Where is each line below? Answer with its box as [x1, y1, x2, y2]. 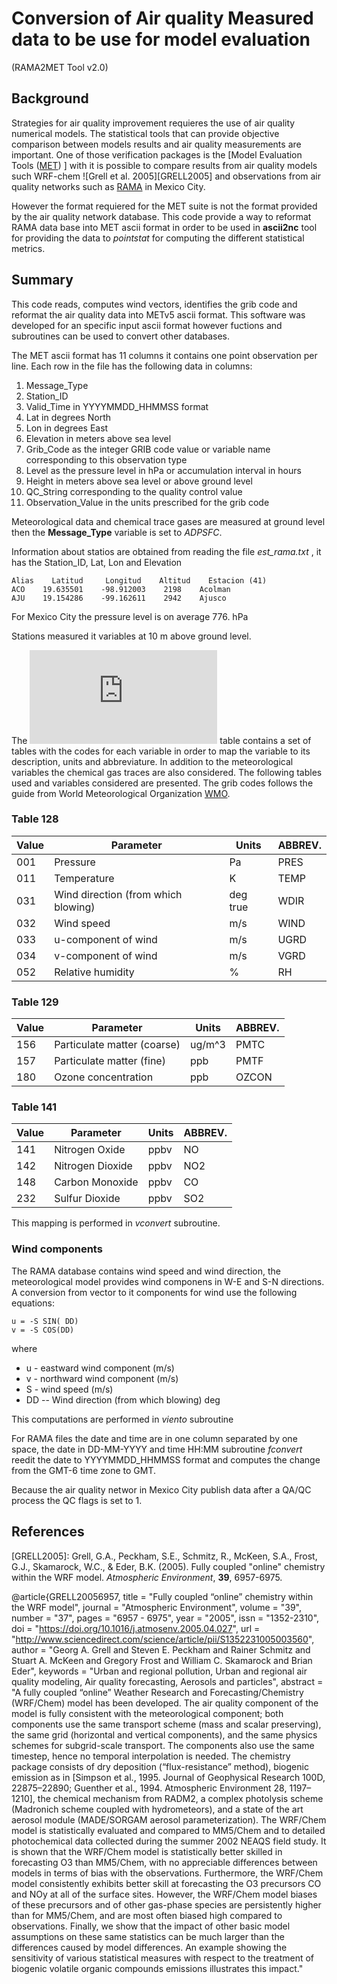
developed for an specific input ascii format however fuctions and [11, 319, 283, 331]
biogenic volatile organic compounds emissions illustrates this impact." [11, 1962, 304, 1974]
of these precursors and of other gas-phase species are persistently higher [11, 1898, 322, 1911]
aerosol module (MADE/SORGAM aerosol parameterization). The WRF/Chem [11, 1813, 327, 1826]
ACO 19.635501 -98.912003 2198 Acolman [11, 584, 231, 594]
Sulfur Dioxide [54, 1192, 121, 1206]
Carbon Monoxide [54, 1175, 139, 1189]
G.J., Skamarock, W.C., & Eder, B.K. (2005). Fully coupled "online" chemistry [11, 1560, 326, 1572]
